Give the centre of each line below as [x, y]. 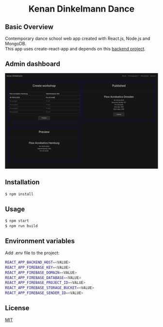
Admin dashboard [33, 64]
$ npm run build [21, 226]
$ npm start [17, 221]
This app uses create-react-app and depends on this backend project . [75, 49]
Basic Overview [29, 27]
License [17, 308]
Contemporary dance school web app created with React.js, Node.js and [78, 38]
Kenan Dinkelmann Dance [81, 9]
